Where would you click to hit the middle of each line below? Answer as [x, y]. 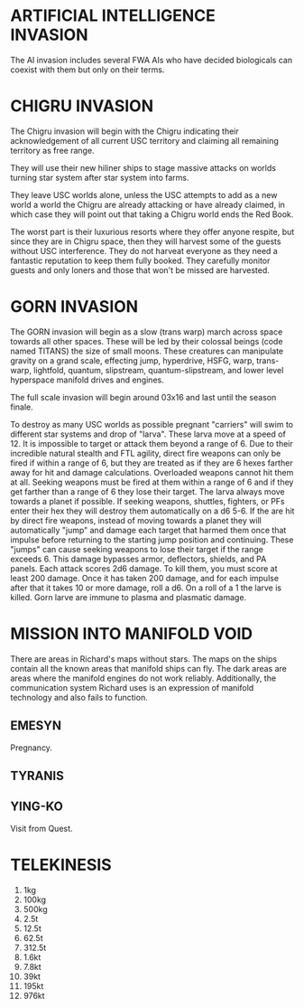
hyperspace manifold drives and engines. [88, 380]
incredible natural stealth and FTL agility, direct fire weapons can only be [146, 453]
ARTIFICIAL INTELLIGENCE [113, 16]
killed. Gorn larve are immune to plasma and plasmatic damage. [129, 597]
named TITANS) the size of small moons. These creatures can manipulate [147, 351]
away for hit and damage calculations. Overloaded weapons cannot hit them [152, 472]
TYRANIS [37, 775]
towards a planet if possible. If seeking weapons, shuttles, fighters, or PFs [147, 501]
